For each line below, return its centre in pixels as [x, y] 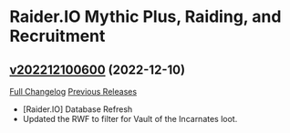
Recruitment [57, 36]
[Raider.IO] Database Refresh [78, 109]
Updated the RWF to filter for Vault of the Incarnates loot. [130, 119]
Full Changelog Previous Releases [73, 92]
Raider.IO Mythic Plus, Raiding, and [145, 17]
